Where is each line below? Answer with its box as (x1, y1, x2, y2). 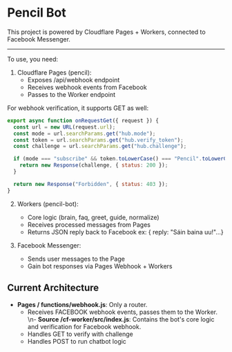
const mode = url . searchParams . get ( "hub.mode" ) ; (13, 130, 156, 137)
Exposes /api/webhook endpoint (27, 75, 120, 84)
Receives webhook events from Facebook (27, 83, 147, 91)
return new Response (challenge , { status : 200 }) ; (19, 162, 168, 169)
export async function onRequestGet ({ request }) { (7, 117, 159, 124)
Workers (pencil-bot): (17, 199, 79, 208)
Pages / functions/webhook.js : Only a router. (17, 300, 148, 308)
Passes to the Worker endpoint (27, 90, 116, 98)
